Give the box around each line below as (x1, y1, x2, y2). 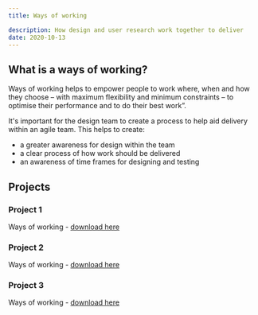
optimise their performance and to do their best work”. (8, 101, 187, 111)
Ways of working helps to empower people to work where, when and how (8, 84, 250, 94)
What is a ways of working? (8, 63, 148, 76)
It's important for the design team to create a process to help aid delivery (8, 116, 248, 126)
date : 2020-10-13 (8, 33, 66, 41)
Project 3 (8, 280, 45, 291)
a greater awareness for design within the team (19, 140, 175, 150)
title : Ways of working (8, 11, 88, 20)
